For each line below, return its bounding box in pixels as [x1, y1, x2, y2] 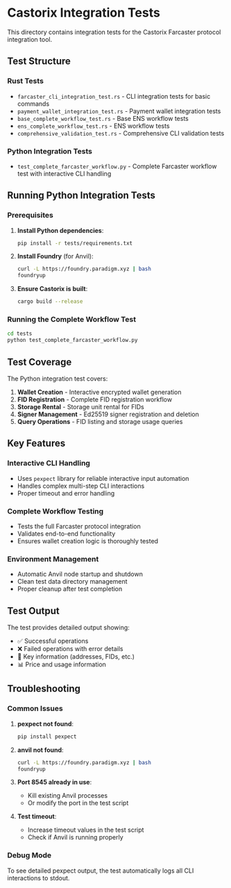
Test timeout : [17, 812, 57, 821]
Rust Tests [7, 76, 44, 86]
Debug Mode [7, 850, 52, 860]
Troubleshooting [7, 683, 81, 695]
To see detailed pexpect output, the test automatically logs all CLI [7, 866, 194, 875]
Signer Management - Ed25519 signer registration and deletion [17, 410, 200, 418]
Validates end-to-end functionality [17, 529, 116, 538]
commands [17, 99, 50, 108]
